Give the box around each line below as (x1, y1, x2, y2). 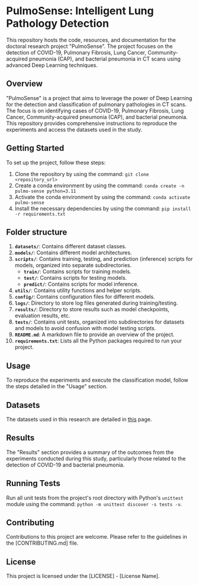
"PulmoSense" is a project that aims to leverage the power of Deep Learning (6, 94, 192, 101)
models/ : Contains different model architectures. (14, 249, 132, 256)
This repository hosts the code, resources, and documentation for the (6, 36, 176, 43)
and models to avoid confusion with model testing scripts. (14, 325, 156, 332)
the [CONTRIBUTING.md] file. (6, 539, 79, 546)
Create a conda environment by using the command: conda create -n (14, 182, 185, 189)
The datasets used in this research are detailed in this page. (6, 416, 152, 423)
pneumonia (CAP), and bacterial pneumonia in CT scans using (28, 55, 181, 62)
